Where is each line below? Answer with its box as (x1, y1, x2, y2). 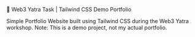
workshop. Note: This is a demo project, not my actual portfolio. (6, 24, 167, 31)
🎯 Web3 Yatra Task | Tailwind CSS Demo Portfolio (6, 6, 132, 13)
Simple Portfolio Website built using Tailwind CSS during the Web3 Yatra (6, 18, 189, 24)
